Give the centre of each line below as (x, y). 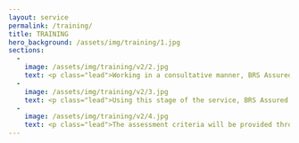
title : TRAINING (38, 34)
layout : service (38, 17)
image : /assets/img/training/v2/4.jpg (96, 116)
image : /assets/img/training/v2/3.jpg (96, 91)
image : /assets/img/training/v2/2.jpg (96, 68)
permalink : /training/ (50, 26)
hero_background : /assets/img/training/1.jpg (94, 42)
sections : (27, 51)
